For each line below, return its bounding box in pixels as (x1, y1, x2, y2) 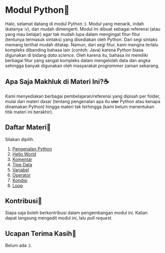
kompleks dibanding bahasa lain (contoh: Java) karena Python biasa (5, 47, 144, 53)
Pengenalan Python (12, 145, 52, 152)
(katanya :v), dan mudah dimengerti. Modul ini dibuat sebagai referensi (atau (5, 26, 161, 32)
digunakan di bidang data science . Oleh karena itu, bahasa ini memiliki (5, 52, 148, 58)
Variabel (12, 167, 30, 173)
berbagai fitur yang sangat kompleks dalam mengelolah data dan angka (5, 57, 151, 63)
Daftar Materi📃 (5, 123, 51, 132)
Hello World (12, 151, 36, 157)
